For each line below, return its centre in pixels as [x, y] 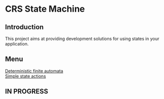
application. [17, 44]
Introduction [24, 27]
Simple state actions [26, 76]
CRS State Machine [45, 9]
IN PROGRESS [27, 91]
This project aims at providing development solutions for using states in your [82, 39]
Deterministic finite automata [34, 71]
